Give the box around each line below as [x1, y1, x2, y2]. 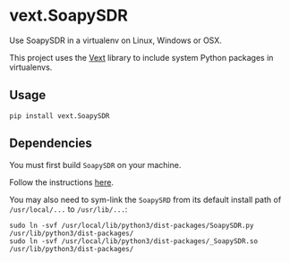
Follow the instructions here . [9, 176, 115, 188]
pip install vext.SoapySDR [9, 111, 110, 121]
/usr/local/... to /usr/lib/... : [9, 203, 128, 215]
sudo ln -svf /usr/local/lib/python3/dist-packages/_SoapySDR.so [9, 236, 258, 246]
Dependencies [9, 136, 92, 151]
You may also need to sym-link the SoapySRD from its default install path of [9, 194, 282, 205]
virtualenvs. [9, 62, 53, 72]
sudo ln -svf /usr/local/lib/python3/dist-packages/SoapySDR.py [9, 221, 254, 230]
